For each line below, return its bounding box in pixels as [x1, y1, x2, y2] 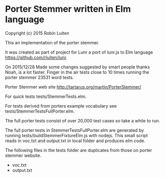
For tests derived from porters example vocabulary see [5, 103, 117, 109]
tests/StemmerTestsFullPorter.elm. [5, 108, 75, 114]
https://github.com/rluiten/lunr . [5, 54, 67, 60]
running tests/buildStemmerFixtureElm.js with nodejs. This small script [5, 132, 148, 138]
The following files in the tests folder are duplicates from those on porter [5, 147, 153, 153]
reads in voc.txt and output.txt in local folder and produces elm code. [5, 138, 146, 144]
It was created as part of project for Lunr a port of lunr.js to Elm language [5, 49, 153, 55]
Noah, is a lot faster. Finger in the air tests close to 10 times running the [5, 69, 149, 75]
